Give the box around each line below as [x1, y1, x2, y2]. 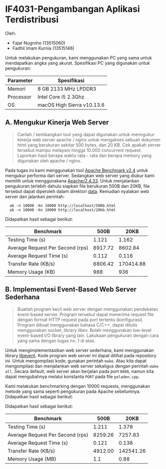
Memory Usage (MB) [7, 455, 57, 462]
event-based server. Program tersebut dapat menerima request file [17, 311, 154, 317]
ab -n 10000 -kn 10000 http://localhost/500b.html [9, 203, 116, 208]
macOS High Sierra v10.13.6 [37, 101, 105, 108]
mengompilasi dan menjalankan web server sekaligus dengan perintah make [5, 363, 159, 369]
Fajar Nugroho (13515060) [12, 40, 66, 46]
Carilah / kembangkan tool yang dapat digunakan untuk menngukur [17, 131, 155, 137]
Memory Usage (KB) [7, 268, 55, 275]
